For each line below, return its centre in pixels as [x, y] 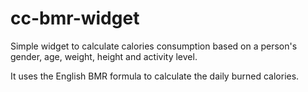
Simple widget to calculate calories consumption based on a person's [154, 46]
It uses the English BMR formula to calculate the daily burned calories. [155, 76]
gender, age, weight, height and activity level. [104, 56]
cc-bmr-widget [75, 18]
